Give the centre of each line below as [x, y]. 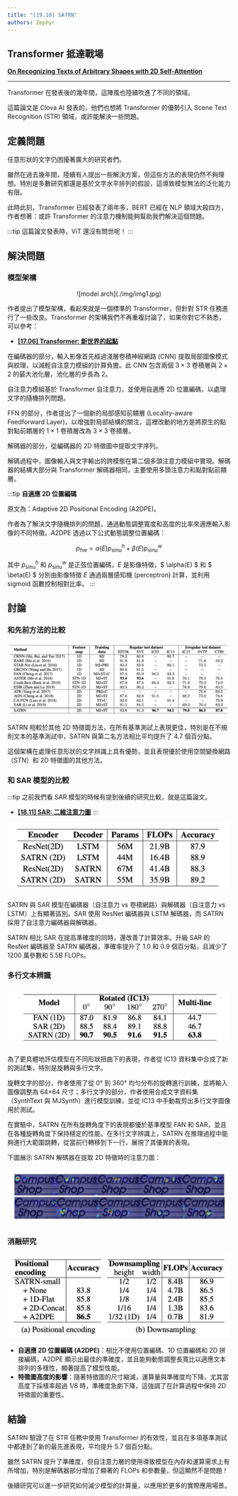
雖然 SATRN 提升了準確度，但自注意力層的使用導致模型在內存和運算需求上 [115, 1462]
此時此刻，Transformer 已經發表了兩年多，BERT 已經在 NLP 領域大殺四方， [118, 207]
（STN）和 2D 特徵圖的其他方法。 [57, 760]
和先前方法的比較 [36, 630]
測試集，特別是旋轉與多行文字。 [60, 1068]
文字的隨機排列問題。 [38, 398]
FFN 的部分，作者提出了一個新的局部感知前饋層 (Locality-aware [100, 413]
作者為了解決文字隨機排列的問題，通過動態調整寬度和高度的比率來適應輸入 [116, 523]
